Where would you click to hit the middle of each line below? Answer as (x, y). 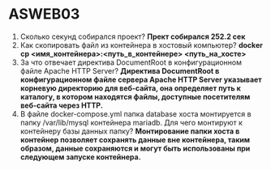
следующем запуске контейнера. (80, 157)
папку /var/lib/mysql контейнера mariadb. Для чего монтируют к (131, 122)
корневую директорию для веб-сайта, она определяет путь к (130, 88)
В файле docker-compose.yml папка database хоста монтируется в (135, 113)
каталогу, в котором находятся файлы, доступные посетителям (135, 96)
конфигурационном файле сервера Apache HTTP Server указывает (141, 79)
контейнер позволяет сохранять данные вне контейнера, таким (135, 139)
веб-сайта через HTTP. (61, 105)
